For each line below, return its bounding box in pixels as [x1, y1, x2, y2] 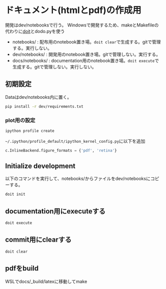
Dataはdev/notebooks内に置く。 [5, 94, 72, 100]
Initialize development [5, 162, 76, 170]
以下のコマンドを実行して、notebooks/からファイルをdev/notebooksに [5, 176, 151, 182]
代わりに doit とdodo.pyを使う [5, 28, 65, 34]
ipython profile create [5, 128, 55, 133]
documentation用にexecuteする [5, 207, 106, 215]
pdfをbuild [5, 264, 39, 273]
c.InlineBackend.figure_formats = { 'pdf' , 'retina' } [5, 148, 117, 153]
